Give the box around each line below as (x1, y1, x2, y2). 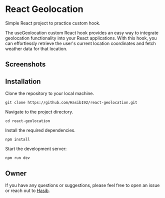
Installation (5, 77, 41, 85)
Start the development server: (5, 146, 67, 152)
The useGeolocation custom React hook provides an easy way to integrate (5, 29, 159, 35)
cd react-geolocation (5, 118, 50, 123)
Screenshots (5, 60, 46, 68)
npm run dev (5, 155, 30, 160)
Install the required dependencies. (5, 127, 76, 133)
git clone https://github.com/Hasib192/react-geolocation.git (5, 100, 137, 105)
